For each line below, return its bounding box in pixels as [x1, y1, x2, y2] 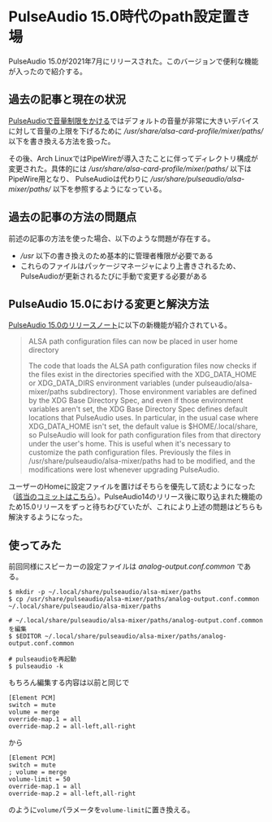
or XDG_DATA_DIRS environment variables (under [28, 378, 195, 388]
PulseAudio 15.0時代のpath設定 [8, 7, 222, 26]
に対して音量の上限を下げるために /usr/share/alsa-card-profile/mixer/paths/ [8, 125, 264, 135]
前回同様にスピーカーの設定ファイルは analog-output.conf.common [8, 561, 235, 571]
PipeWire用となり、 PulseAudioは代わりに [8, 174, 149, 183]
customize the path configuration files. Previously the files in [28, 447, 231, 457]
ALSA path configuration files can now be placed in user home [28, 336, 238, 346]
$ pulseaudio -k [8, 662, 63, 670]
